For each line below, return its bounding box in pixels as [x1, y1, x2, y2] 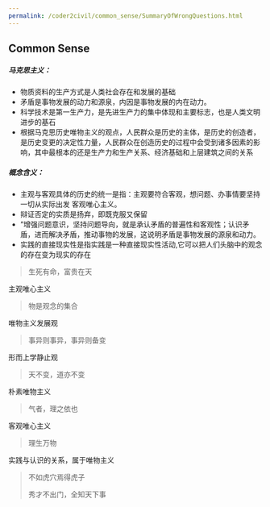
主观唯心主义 [8, 284, 51, 293]
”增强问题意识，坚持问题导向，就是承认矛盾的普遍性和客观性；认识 [19, 219, 243, 229]
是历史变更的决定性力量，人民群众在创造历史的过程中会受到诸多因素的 [19, 137, 254, 147]
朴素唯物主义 [8, 386, 51, 396]
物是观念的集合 [27, 301, 78, 310]
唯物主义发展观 [8, 318, 58, 327]
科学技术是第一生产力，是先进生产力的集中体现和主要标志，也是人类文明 [19, 106, 260, 117]
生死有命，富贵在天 [27, 267, 93, 276]
